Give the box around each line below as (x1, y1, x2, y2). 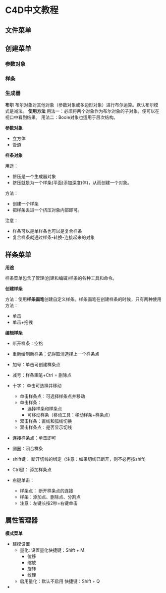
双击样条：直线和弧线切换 (19, 418, 72, 424)
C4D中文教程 (5, 4, 58, 16)
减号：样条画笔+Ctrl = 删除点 (12, 372, 72, 378)
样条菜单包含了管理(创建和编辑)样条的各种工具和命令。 (5, 275, 117, 281)
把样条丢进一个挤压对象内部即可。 (12, 207, 82, 213)
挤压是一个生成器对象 (12, 174, 56, 180)
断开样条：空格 (12, 340, 43, 346)
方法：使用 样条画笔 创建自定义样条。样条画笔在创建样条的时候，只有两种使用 (5, 296, 162, 302)
